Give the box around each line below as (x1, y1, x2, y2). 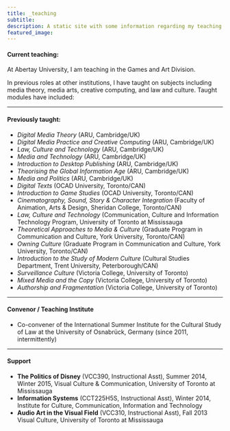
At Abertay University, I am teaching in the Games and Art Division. (7, 66, 196, 74)
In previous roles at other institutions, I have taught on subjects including (7, 79, 212, 87)
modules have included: (7, 93, 75, 101)
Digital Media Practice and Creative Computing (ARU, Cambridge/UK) (16, 138, 214, 146)
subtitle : (7, 16, 36, 23)
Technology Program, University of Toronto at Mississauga (16, 218, 183, 226)
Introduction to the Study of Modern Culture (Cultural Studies (16, 254, 190, 262)
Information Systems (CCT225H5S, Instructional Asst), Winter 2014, (16, 394, 211, 402)
